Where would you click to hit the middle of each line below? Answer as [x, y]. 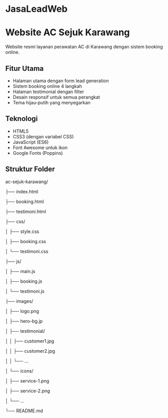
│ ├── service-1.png [27, 380]
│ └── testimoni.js [25, 291]
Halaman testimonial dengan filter [48, 92]
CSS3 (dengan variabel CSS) [43, 136]
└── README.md [24, 411]
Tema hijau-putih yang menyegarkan [52, 102]
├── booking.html [25, 202]
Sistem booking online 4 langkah [47, 86]
